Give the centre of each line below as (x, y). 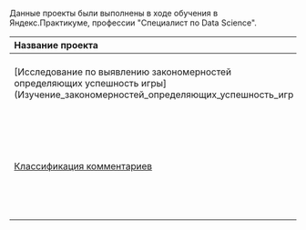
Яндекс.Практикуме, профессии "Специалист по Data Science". (133, 23)
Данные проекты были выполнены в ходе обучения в (114, 13)
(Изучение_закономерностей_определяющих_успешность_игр (154, 95)
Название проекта (56, 45)
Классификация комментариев (83, 166)
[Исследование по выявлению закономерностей (123, 72)
